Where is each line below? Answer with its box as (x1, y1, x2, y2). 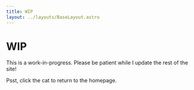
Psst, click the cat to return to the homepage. (6, 77, 117, 84)
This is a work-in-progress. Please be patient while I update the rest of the (6, 59, 189, 66)
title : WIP (6, 8, 33, 15)
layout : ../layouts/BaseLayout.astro (6, 14, 100, 20)
